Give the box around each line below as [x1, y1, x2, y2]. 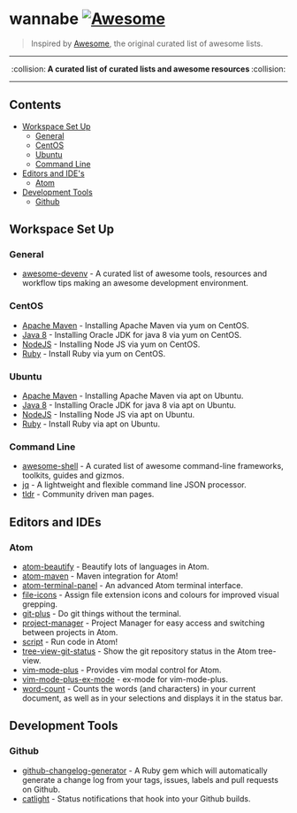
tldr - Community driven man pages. [21, 489, 155, 500]
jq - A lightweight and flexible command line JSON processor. [21, 479, 247, 490]
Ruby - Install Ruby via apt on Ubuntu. [21, 418, 161, 429]
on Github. [21, 784, 60, 794]
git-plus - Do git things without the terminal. [21, 609, 181, 619]
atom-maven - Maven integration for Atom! [21, 571, 179, 581]
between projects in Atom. [21, 627, 118, 638]
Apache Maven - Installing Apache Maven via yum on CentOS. [21, 319, 249, 331]
